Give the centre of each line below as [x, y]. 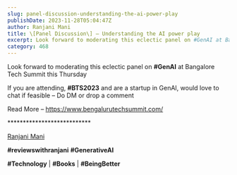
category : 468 [28, 47]
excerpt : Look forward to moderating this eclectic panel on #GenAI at [115, 40]
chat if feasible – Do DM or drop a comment [71, 95]
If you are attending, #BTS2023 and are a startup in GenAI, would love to [114, 88]
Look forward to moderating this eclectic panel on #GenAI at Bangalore [111, 67]
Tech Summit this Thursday [47, 74]
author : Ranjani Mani [39, 27]
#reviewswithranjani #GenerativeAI [61, 150]
